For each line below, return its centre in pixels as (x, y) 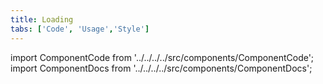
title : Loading (42, 19)
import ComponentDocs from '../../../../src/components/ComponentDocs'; (161, 68)
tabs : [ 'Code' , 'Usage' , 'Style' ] (80, 29)
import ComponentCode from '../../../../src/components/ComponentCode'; (162, 57)
